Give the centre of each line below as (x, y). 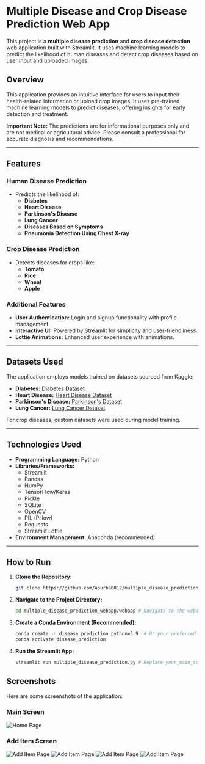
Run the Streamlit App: (45, 651)
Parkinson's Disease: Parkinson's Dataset (68, 401)
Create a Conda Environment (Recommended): (76, 623)
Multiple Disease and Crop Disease (97, 11)
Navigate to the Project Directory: (59, 600)
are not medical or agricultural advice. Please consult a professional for (96, 132)
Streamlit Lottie (43, 531)
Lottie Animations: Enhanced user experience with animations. (95, 337)
